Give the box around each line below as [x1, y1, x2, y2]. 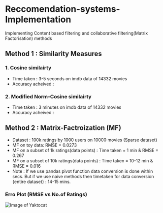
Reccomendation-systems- [5, 3, 121, 15]
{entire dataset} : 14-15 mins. [12, 179, 71, 184]
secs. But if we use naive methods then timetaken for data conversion [12, 173, 154, 179]
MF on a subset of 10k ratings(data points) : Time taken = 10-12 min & [12, 157, 153, 163]
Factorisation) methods [5, 35, 52, 41]
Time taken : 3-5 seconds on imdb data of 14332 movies [12, 75, 127, 82]
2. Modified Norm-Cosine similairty [5, 93, 92, 100]
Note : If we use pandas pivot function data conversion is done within [12, 168, 153, 174]
